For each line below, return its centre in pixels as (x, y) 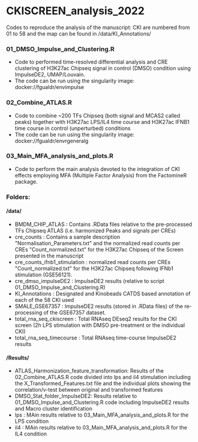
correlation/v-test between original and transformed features (89, 390)
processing (28, 312)
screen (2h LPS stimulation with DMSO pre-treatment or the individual (100, 325)
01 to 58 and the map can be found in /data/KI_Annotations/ (79, 33)
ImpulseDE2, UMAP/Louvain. (50, 75)
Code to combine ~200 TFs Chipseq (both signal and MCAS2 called (97, 115)
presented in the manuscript (49, 256)
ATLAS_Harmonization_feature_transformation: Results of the (89, 371)
